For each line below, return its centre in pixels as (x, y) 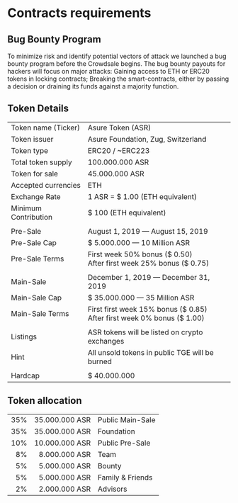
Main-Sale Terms (40, 313)
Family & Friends (125, 477)
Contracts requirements (79, 13)
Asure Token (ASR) (119, 128)
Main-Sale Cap (36, 298)
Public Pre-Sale (124, 443)
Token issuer (32, 139)
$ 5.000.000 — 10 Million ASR (138, 242)
